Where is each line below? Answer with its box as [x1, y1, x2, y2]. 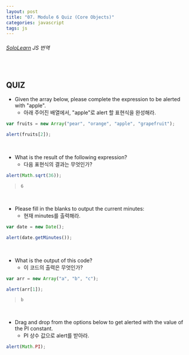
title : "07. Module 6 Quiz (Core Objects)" [6, 14, 115, 20]
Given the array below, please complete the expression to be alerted [14, 96, 181, 103]
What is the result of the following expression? [14, 154, 128, 161]
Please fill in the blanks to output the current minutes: [14, 205, 145, 212]
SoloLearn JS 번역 [6, 44, 50, 51]
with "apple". [14, 102, 46, 109]
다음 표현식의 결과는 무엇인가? [23, 161, 93, 168]
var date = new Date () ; [6, 224, 65, 230]
